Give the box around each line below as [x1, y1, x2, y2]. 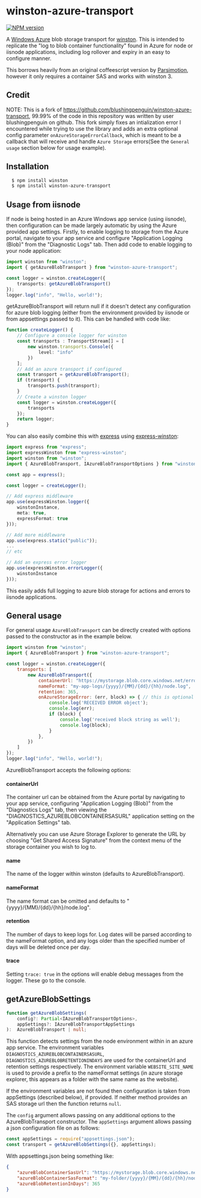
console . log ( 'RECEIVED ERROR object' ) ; [48, 700, 148, 706]
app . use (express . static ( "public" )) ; [6, 537, 98, 543]
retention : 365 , [38, 689, 79, 695]
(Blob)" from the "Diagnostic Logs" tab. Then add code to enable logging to [6, 241, 193, 248]
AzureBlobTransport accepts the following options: [6, 766, 132, 773]
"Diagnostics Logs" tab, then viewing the [6, 806, 107, 813]
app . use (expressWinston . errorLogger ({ [6, 565, 103, 571]
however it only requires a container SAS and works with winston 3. [6, 72, 173, 80]
